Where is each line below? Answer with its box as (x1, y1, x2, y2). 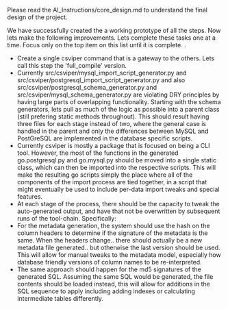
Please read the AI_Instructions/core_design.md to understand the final (7, 6, 207, 14)
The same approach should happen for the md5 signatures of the (16, 265, 202, 273)
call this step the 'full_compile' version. (16, 62, 127, 69)
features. (16, 193, 43, 201)
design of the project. (7, 13, 68, 21)
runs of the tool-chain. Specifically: (16, 214, 116, 222)
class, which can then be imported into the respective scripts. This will (16, 164, 216, 171)
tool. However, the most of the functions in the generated (16, 149, 179, 157)
